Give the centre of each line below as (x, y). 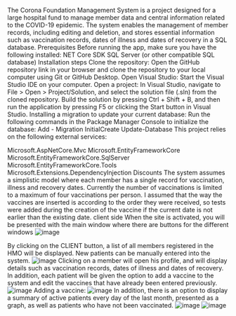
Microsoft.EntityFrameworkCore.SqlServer (68, 158)
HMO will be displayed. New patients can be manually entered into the (109, 253)
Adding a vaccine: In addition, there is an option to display (131, 290)
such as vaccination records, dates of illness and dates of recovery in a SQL (117, 40)
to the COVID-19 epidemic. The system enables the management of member (118, 25)
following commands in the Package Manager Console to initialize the (108, 122)
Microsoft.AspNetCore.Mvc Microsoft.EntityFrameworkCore (94, 150)
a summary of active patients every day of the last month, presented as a (113, 298)
